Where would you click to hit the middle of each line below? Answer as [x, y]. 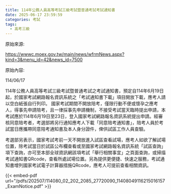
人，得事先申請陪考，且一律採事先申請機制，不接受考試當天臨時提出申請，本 [85, 110]
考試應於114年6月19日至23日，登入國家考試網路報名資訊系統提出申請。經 [82, 116]
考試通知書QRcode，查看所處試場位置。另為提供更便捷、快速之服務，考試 [83, 159]
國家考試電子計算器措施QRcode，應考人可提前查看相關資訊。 [87, 165]
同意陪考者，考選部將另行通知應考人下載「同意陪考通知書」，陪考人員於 [84, 123]
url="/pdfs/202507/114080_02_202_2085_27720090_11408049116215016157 [85, 181]
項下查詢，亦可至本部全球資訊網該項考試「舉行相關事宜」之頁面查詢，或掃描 [85, 153]
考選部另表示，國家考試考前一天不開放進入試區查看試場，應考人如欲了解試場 [85, 140]
